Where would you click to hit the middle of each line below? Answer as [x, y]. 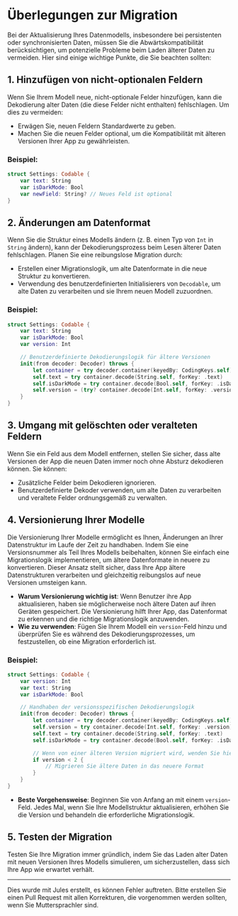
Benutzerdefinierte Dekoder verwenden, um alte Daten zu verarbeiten [119, 490]
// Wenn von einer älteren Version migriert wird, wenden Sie [126, 753]
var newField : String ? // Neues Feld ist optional [96, 194]
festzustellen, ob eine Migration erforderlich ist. [87, 641]
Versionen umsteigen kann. [47, 582]
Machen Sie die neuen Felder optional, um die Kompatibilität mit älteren [121, 133]
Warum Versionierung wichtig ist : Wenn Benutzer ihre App [104, 596]
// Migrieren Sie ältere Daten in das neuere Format [124, 766]
